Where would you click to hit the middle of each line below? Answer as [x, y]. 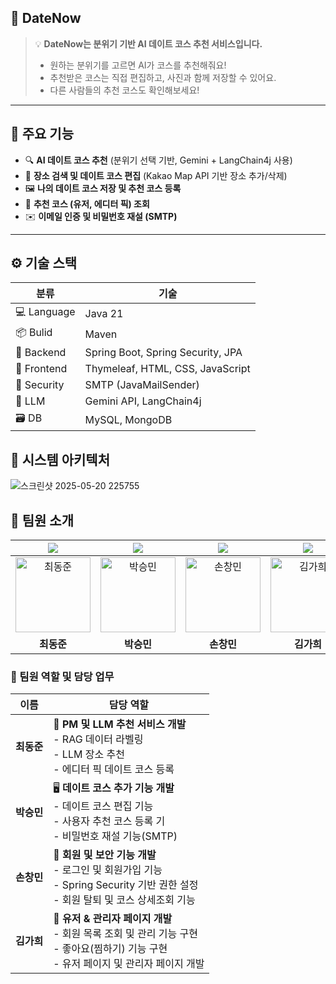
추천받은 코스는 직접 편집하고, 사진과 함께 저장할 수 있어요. [163, 77]
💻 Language [45, 312]
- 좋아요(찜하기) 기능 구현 [110, 949]
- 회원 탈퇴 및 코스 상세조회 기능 [124, 900]
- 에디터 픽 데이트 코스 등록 [114, 769]
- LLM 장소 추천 [89, 754]
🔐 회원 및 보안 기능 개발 [105, 855]
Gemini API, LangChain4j [143, 401]
